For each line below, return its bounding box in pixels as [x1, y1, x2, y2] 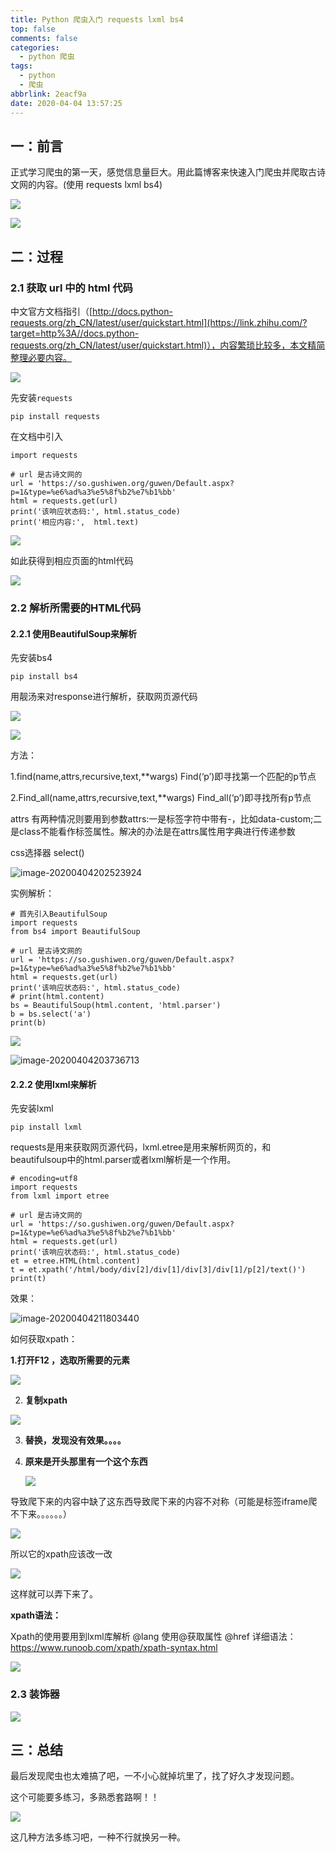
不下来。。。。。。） [10, 1508, 72, 1520]
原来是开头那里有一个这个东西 [24, 1456, 148, 1468]
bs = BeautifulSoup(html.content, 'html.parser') [10, 1001, 222, 1011]
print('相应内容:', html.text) [10, 517, 140, 527]
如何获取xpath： [10, 1333, 78, 1345]
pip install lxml [10, 1122, 83, 1133]
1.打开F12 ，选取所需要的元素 [10, 1354, 131, 1366]
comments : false [10, 33, 78, 43]
